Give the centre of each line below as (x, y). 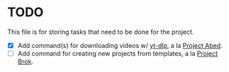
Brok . (26, 61)
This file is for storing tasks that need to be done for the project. (101, 32)
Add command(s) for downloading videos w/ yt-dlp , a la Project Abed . (120, 45)
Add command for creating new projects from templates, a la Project (118, 53)
